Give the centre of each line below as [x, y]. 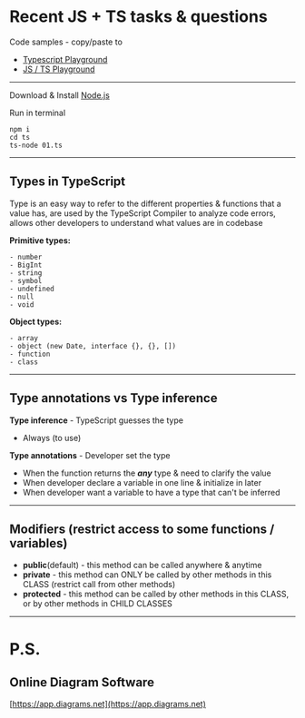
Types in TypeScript [68, 182]
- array [24, 338]
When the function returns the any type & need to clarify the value [147, 473]
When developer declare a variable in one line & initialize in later [142, 482]
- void [22, 305]
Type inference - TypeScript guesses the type [97, 420]
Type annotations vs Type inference [113, 398]
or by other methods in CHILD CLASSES [97, 604]
